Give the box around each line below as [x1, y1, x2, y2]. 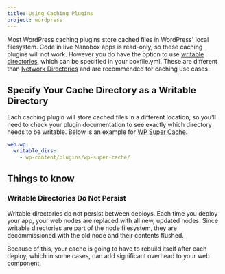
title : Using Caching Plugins [7, 10, 94, 17]
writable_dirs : [13, 148, 57, 155]
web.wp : [7, 141, 29, 148]
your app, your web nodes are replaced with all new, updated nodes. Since [7, 216, 218, 225]
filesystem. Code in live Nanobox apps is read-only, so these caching [7, 43, 203, 51]
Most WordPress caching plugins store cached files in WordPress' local [7, 35, 209, 43]
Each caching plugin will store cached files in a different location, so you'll [7, 113, 216, 122]
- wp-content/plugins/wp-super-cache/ [19, 154, 130, 161]
